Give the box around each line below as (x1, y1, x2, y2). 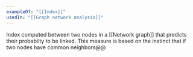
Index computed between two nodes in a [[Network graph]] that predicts (6, 31, 187, 38)
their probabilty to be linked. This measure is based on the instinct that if (6, 37, 186, 44)
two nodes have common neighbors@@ (6, 43, 106, 51)
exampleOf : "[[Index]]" (6, 8, 66, 15)
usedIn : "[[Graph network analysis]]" (6, 14, 104, 20)
